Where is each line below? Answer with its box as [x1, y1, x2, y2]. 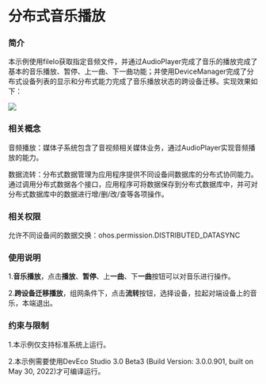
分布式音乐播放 [8, 7, 106, 25]
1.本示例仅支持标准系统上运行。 [8, 340, 111, 349]
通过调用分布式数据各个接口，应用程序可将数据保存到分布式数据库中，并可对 [8, 179, 258, 188]
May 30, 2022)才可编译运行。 [8, 366, 105, 376]
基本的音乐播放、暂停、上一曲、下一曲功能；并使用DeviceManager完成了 [8, 67, 248, 76]
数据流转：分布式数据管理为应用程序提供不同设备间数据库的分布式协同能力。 [8, 169, 258, 179]
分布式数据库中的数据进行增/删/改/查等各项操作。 [8, 189, 169, 199]
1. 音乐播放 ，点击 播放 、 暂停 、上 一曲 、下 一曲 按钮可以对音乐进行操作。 [8, 272, 235, 281]
